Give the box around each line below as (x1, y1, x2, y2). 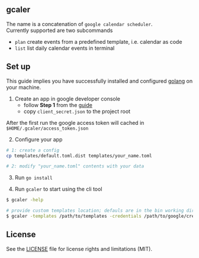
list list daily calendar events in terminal (14, 44, 115, 51)
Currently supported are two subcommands (6, 27, 113, 34)
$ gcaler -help (6, 197, 44, 203)
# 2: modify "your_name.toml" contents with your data (6, 163, 145, 169)
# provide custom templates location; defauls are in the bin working (6, 208, 184, 214)
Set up (6, 62, 31, 72)
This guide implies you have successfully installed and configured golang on (6, 77, 193, 85)
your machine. (6, 83, 41, 91)
